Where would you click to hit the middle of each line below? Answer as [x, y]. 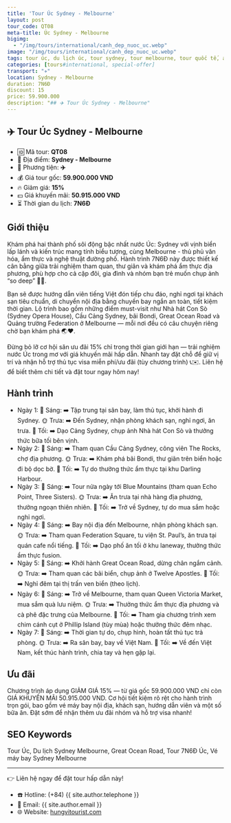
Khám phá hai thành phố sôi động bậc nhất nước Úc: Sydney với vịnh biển [112, 244]
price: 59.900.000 [33, 97]
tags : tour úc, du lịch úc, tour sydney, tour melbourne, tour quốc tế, [113, 58]
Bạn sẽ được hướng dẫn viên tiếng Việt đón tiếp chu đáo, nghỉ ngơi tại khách [115, 294]
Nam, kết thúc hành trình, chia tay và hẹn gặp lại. [86, 652]
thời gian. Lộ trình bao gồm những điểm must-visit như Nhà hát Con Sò [107, 308]
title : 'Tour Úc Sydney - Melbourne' [61, 13]
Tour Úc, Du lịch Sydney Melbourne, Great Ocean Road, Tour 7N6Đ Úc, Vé [112, 751]
